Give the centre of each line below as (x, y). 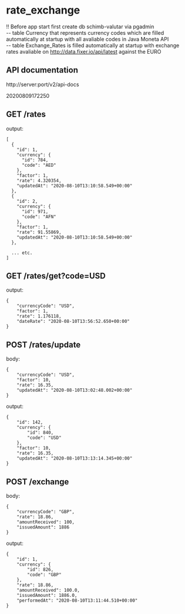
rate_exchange (43, 10)
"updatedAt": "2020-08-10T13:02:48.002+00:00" (75, 390)
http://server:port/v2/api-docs (43, 84)
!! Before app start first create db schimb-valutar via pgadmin (80, 27)
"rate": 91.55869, (39, 232)
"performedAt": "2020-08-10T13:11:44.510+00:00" (77, 600)
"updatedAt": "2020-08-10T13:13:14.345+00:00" (75, 458)
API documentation (42, 70)
